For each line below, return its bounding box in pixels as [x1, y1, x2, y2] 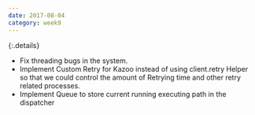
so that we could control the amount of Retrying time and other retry [19, 72, 242, 82]
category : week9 [8, 19, 61, 27]
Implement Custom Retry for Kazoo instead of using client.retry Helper [19, 64, 249, 73]
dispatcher [19, 98, 55, 107]
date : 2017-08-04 [8, 11, 65, 20]
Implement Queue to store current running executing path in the [19, 89, 227, 98]
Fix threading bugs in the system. [19, 56, 128, 65]
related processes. [19, 80, 80, 91]
